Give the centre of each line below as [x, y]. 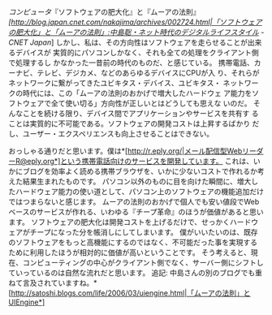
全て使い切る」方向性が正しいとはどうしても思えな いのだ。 [151, 103]
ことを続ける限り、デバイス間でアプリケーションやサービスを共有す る [140, 113]
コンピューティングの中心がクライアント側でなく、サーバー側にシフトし [143, 263]
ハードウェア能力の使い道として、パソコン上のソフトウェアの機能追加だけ [139, 192]
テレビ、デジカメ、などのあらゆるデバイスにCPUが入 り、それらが [148, 73]
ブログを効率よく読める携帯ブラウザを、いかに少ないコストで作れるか [140, 171]
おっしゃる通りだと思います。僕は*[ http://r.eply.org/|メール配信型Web [125, 151]
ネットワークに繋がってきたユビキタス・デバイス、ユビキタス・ [115, 83]
